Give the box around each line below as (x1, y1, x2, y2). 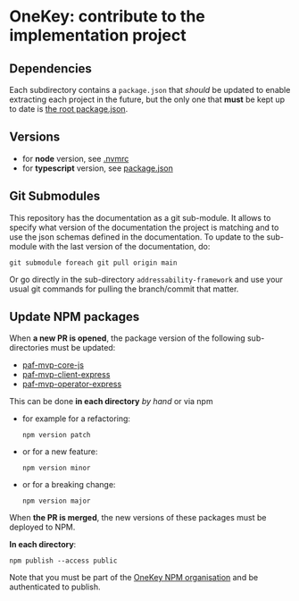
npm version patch (21, 431, 91, 440)
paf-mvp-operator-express (21, 378, 122, 390)
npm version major (21, 496, 91, 506)
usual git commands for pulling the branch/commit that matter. (9, 284, 239, 294)
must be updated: (50, 343, 116, 353)
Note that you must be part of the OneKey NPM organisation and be (9, 572, 259, 583)
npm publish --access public (9, 556, 118, 565)
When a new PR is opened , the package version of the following (9, 333, 245, 343)
